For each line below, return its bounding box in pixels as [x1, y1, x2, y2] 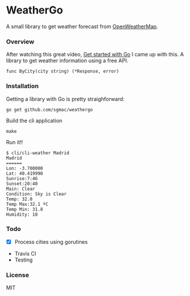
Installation [6, 82, 39, 90]
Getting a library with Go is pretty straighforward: [6, 95, 125, 103]
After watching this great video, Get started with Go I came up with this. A [6, 51, 184, 58]
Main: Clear [6, 186, 35, 192]
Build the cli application [6, 117, 63, 124]
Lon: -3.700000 [6, 165, 43, 171]
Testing [14, 256, 33, 263]
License [6, 271, 29, 279]
